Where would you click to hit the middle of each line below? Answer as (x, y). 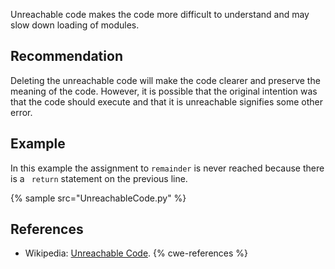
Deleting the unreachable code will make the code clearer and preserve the (165, 80)
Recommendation (66, 56)
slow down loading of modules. (75, 25)
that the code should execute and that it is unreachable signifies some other (167, 101)
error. (21, 112)
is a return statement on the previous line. (99, 178)
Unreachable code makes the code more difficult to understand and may (160, 14)
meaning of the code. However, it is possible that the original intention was (164, 91)
